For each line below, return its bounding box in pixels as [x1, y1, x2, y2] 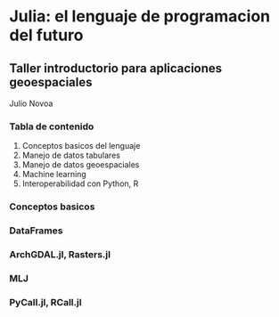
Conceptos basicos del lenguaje [21, 141, 141, 151]
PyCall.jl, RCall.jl [9, 296, 82, 308]
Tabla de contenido [9, 120, 94, 133]
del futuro [9, 25, 84, 45]
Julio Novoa [9, 98, 53, 109]
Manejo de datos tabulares [21, 150, 120, 161]
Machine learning [21, 169, 86, 180]
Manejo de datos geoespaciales [21, 159, 140, 170]
